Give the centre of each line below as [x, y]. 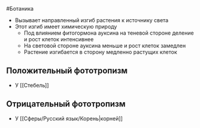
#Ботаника [20, 9]
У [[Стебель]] [32, 85]
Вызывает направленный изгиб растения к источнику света [92, 20]
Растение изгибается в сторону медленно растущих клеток [101, 52]
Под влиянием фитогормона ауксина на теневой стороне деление [109, 33]
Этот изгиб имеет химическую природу [66, 27]
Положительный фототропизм [67, 71]
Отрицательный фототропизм [66, 104]
